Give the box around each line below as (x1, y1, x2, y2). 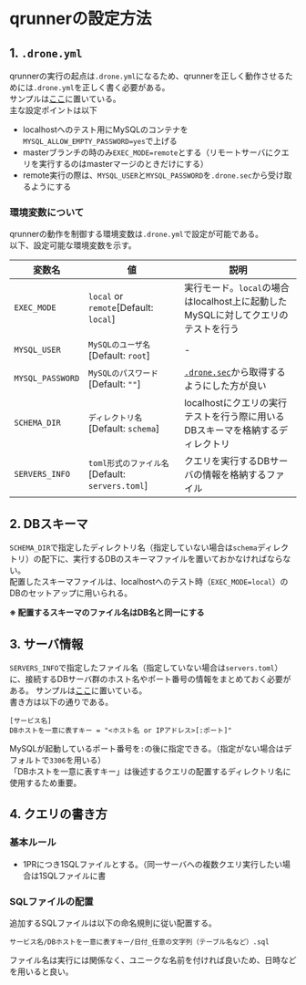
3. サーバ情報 (9, 636, 84, 652)
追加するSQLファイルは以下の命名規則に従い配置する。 (9, 918, 217, 928)
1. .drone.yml (9, 45, 83, 60)
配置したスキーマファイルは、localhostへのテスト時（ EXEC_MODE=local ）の (9, 576, 289, 587)
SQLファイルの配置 (9, 895, 94, 907)
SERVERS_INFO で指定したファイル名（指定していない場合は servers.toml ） (9, 662, 283, 673)
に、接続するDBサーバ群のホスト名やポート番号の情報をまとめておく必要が (9, 673, 291, 684)
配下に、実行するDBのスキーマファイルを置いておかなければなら (40, 554, 284, 565)
